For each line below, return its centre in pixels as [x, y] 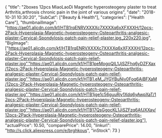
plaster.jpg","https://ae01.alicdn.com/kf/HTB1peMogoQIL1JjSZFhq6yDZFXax [80, 63]
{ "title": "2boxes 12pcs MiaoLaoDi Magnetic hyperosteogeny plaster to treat [81, 7]
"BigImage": [17, 43]
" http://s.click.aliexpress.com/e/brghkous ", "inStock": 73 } [63, 130]
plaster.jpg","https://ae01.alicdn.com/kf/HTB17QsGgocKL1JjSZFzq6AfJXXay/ [81, 110]
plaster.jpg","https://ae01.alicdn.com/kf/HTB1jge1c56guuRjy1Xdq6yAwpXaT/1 [81, 94]
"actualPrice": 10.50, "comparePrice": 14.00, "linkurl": [58, 125]
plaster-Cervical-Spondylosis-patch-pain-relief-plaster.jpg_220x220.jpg [77, 38]
